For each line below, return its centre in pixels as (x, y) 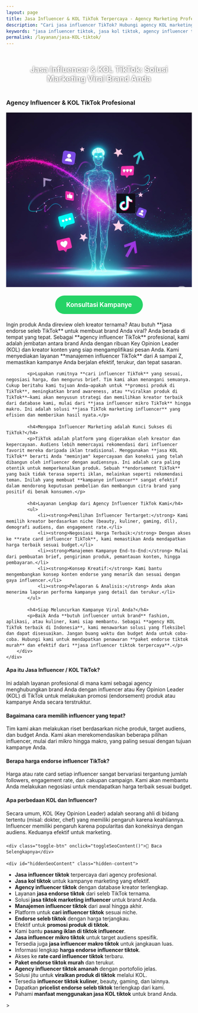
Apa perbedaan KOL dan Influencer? (52, 800)
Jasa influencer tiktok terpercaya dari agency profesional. (86, 874)
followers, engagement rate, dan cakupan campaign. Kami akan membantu (97, 780)
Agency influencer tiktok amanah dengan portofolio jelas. (86, 969)
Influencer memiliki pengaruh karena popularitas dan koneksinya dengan (94, 826)
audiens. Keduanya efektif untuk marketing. (59, 832)
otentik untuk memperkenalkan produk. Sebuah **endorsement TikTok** (93, 468)
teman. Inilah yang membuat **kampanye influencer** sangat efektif (92, 480)
